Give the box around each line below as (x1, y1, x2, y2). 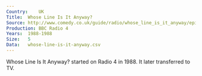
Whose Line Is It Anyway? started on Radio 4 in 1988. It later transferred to (6, 58, 191, 65)
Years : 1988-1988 (6, 31, 52, 37)
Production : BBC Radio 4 (6, 25, 69, 31)
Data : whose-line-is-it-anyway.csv (6, 42, 101, 48)
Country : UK (6, 8, 44, 15)
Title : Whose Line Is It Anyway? (6, 14, 93, 20)
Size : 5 (6, 36, 31, 42)
